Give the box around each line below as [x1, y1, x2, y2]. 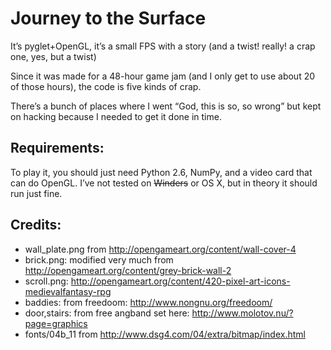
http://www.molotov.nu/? [191, 307, 294, 319]
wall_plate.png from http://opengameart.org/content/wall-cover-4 [24, 243, 297, 255]
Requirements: [10, 140, 105, 157]
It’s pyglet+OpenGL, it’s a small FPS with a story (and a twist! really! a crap [10, 40, 316, 52]
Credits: [10, 217, 62, 234]
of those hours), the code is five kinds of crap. [10, 80, 202, 92]
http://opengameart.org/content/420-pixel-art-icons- [70, 275, 291, 287]
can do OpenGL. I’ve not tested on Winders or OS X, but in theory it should [10, 177, 318, 189]
